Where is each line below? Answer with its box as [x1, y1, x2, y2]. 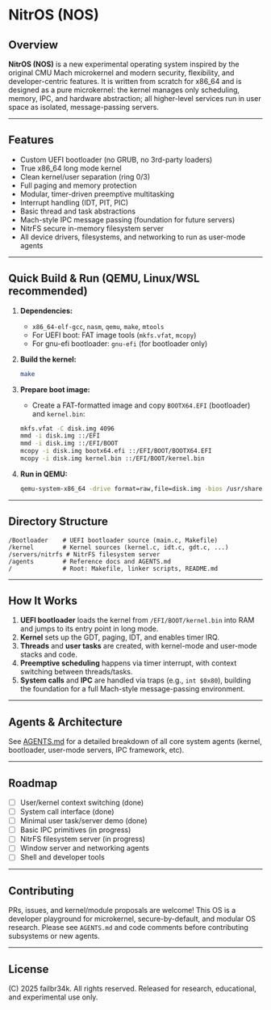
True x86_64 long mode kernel [19, 163, 123, 173]
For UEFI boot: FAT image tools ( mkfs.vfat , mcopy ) [31, 330, 197, 340]
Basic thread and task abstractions [19, 206, 135, 216]
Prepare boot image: [19, 384, 90, 394]
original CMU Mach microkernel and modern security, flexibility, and [8, 68, 235, 78]
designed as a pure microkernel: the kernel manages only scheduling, [8, 85, 240, 95]
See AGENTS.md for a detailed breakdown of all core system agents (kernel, [8, 737, 262, 746]
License [8, 962, 49, 976]
